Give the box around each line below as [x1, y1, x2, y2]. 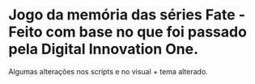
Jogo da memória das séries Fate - [8, 6, 245, 24]
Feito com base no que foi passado [8, 23, 247, 41]
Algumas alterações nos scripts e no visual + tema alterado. [8, 66, 208, 76]
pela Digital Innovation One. [8, 40, 199, 58]
